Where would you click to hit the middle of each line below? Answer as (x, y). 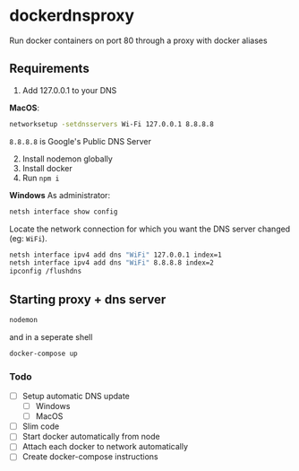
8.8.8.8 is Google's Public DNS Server (81, 141)
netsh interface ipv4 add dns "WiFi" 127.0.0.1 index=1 (115, 255)
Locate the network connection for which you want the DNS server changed (150, 229)
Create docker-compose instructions (90, 457)
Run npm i (41, 178)
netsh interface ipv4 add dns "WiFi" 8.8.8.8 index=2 (112, 263)
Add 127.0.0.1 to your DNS (69, 90)
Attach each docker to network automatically (105, 447)
